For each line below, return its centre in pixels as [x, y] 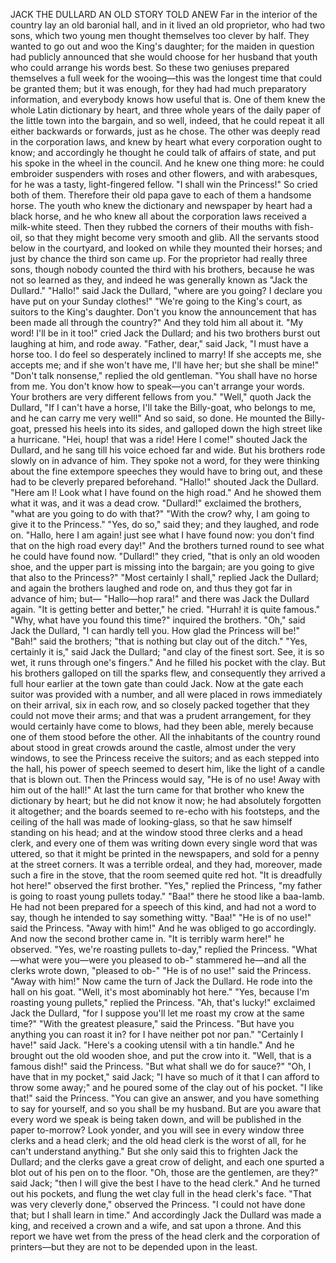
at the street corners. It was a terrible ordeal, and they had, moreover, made [166, 864]
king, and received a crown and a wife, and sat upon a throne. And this [156, 1225]
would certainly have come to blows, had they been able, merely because [162, 726]
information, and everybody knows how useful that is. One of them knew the [168, 99]
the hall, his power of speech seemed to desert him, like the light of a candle [167, 768]
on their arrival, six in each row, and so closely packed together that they [160, 705]
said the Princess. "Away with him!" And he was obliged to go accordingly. [163, 928]
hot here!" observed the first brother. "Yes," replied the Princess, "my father [166, 885]
